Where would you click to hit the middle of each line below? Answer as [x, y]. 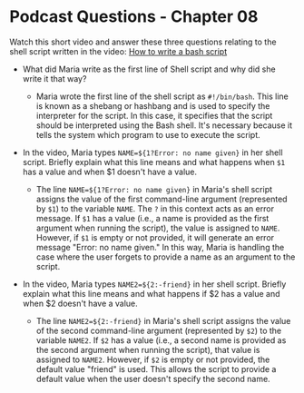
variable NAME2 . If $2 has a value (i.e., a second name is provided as [161, 340]
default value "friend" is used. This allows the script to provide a [156, 368]
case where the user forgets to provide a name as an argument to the [166, 257]
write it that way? [54, 78]
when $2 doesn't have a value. [80, 303]
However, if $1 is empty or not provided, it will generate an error [155, 237]
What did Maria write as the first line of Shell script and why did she [149, 69]
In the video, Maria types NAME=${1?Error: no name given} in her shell [152, 152]
